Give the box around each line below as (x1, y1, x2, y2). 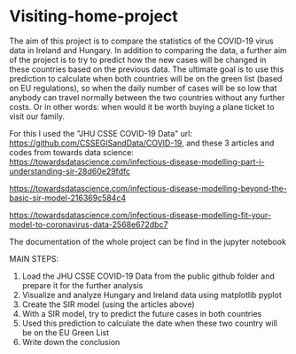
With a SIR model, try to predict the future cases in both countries (21, 308, 262, 319)
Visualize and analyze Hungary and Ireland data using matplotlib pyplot (21, 289, 282, 300)
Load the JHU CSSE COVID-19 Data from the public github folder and (21, 271, 275, 281)
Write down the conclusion (21, 336, 121, 347)
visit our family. (9, 111, 65, 122)
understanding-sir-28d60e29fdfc (9, 166, 131, 177)
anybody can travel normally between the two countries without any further (9, 91, 285, 103)
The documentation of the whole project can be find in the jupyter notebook (9, 236, 286, 247)
